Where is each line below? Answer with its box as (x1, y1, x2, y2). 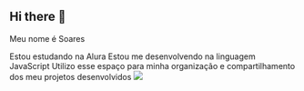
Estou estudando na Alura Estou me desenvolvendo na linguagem (9, 51, 257, 62)
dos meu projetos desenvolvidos (9, 71, 132, 82)
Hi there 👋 (9, 9, 66, 25)
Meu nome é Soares (9, 33, 86, 44)
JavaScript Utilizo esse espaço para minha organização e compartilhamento (9, 60, 296, 71)
